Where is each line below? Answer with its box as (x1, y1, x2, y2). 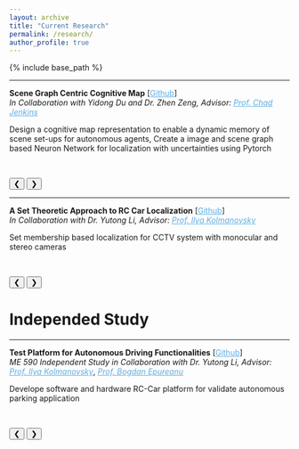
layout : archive (9, 12, 69, 22)
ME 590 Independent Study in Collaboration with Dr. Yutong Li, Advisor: (9, 357, 272, 368)
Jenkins (9, 107, 38, 118)
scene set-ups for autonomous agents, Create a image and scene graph (9, 134, 274, 144)
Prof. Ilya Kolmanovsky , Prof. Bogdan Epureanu (9, 366, 184, 377)
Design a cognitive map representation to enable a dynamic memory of (9, 124, 270, 135)
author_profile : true (9, 37, 90, 47)
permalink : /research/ (9, 29, 93, 38)
